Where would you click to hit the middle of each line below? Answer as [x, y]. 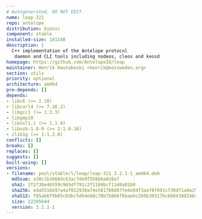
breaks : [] [20, 145]
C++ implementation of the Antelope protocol [70, 51]
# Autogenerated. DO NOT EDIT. [45, 12]
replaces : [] [23, 151]
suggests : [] [23, 157]
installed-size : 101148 [36, 40]
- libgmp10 [20, 118]
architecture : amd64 [32, 85]
